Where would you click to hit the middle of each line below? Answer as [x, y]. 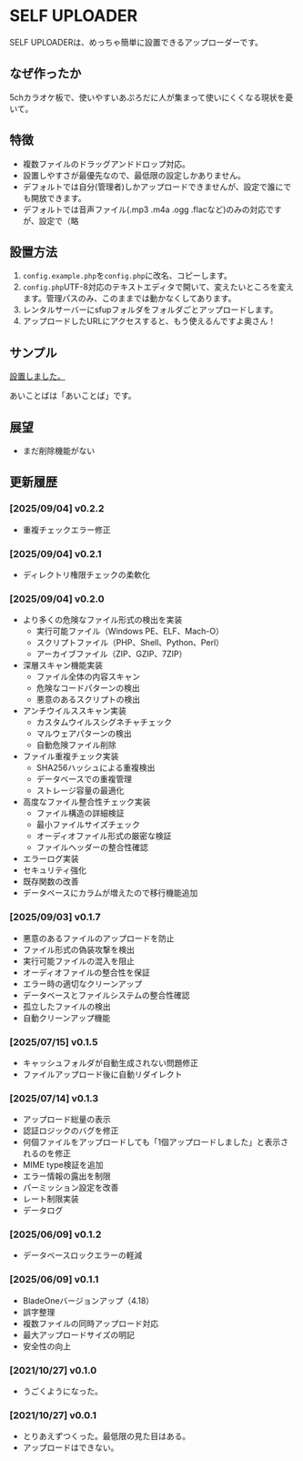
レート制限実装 [50, 1199]
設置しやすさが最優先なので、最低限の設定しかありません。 [134, 175]
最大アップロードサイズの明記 [78, 1334]
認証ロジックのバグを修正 [71, 1131]
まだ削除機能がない [59, 451]
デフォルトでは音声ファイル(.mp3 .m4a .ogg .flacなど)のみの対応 [144, 209]
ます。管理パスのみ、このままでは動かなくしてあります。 [129, 299]
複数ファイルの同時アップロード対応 [91, 1323]
